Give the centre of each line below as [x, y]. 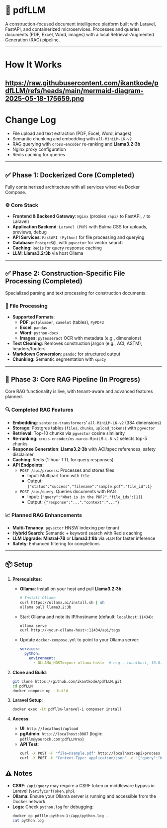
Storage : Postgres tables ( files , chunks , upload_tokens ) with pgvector [84, 428]
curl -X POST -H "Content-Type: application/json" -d [77, 758]
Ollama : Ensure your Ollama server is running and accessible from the [84, 796]
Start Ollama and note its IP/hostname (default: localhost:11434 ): [86, 617]
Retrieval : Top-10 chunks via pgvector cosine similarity [69, 433]
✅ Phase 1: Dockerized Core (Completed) [70, 175]
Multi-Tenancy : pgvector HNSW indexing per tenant [66, 528]
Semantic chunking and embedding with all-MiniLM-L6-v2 [72, 139]
